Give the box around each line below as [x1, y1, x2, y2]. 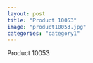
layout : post [7, 10, 46, 17]
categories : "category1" [7, 29, 80, 37]
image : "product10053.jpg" [7, 23, 87, 30]
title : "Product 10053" [7, 17, 77, 24]
